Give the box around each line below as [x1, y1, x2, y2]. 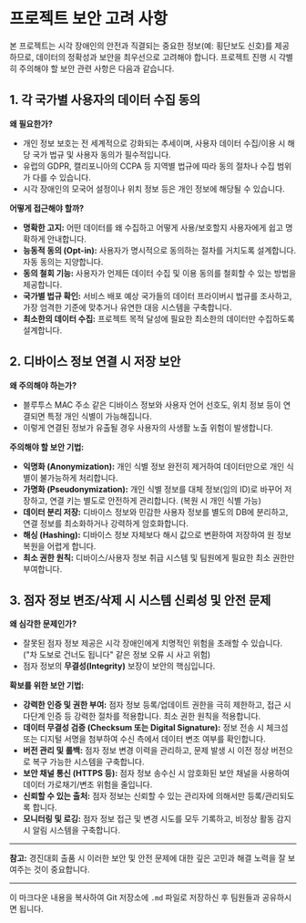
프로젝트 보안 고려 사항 [9, 8, 168, 29]
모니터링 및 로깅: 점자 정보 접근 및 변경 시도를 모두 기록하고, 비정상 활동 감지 [22, 814, 291, 824]
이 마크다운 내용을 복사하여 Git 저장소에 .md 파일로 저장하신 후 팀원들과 [9, 892, 260, 903]
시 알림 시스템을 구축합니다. [22, 824, 121, 835]
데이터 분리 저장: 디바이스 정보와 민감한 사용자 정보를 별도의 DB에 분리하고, [22, 506, 289, 517]
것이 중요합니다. [33, 864, 90, 876]
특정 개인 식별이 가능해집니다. [46, 410, 152, 421]
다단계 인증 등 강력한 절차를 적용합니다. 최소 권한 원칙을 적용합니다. [22, 710, 261, 721]
